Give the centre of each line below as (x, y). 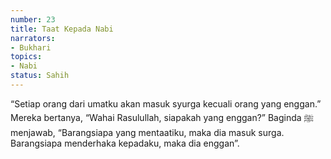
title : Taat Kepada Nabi (62, 29)
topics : (26, 57)
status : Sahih (40, 76)
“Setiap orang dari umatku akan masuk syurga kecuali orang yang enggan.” (166, 103)
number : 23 (33, 19)
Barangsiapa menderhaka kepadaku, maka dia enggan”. (125, 143)
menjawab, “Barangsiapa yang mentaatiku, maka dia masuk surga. (147, 132)
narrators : (33, 38)
